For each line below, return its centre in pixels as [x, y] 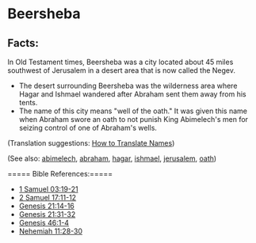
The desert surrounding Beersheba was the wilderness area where [128, 85]
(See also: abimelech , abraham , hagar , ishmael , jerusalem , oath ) [112, 158]
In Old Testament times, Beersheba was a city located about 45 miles [120, 62]
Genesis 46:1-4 [44, 223]
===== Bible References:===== [60, 174]
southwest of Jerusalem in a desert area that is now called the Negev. [121, 70]
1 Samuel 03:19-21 [48, 189]
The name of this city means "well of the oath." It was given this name [133, 111]
